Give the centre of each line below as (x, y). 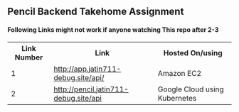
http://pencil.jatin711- (91, 89)
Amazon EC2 (180, 73)
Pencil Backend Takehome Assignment (96, 12)
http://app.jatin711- (87, 69)
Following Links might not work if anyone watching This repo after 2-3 (113, 29)
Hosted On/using (193, 52)
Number (29, 57)
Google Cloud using (191, 89)
